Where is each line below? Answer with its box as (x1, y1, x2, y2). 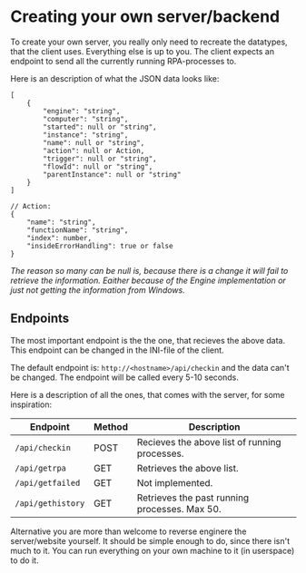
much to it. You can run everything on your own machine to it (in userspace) (10, 545, 295, 556)
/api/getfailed (15, 478, 81, 488)
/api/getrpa (15, 462, 67, 473)
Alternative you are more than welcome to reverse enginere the (10, 526, 247, 537)
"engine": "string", (43, 106, 121, 115)
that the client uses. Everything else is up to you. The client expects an (10, 45, 275, 56)
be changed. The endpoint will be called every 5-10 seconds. (10, 372, 239, 383)
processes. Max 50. (136, 502, 222, 515)
